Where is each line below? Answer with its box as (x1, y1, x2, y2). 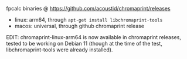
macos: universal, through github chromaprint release (14, 23, 145, 29)
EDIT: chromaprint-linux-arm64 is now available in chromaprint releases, (6, 34, 182, 40)
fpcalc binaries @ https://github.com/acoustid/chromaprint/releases (6, 5, 171, 12)
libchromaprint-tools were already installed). (6, 46, 113, 53)
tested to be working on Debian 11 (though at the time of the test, (6, 40, 162, 47)
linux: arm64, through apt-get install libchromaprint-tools (14, 16, 163, 23)
